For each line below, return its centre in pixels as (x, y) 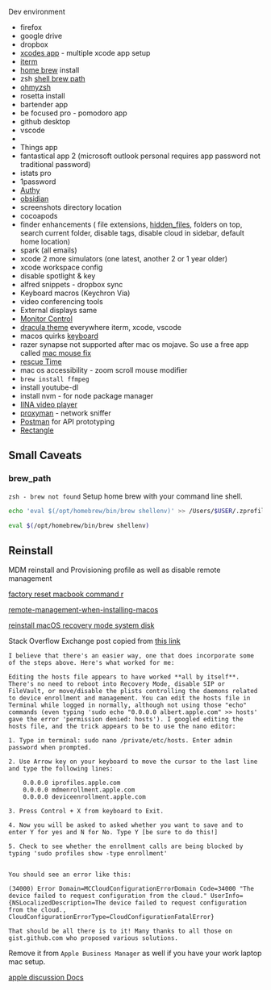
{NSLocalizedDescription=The (57, 903)
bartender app (44, 104)
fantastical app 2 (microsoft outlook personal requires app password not (140, 156)
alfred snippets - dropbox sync (71, 284)
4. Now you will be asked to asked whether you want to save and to (126, 825)
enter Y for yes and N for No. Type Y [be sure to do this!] (113, 833)
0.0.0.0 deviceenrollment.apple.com (85, 797)
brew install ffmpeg (54, 379)
